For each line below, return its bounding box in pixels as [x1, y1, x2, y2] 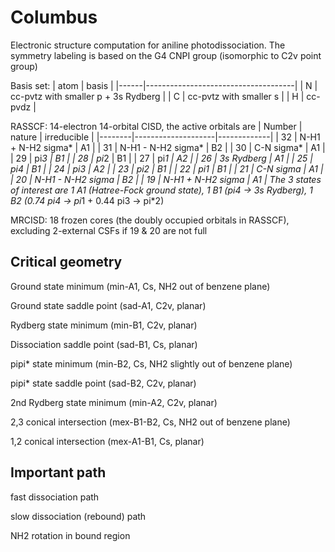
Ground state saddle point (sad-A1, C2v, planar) [10, 299, 207, 311]
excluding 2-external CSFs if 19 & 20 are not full [10, 224, 208, 236]
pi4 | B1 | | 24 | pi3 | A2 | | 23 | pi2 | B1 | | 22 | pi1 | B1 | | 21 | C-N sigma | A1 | [10, 162, 324, 175]
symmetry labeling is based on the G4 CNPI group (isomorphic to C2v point [10, 49, 322, 61]
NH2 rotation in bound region [10, 529, 131, 541]
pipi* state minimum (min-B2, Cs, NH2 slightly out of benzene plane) [10, 357, 293, 370]
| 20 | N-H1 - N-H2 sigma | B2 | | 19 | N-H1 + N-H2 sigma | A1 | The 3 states [10, 173, 322, 185]
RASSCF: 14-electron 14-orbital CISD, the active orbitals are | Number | [10, 120, 303, 132]
